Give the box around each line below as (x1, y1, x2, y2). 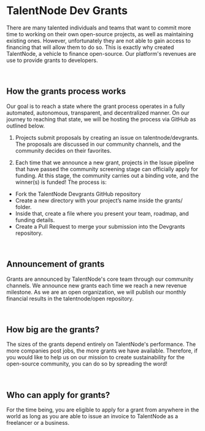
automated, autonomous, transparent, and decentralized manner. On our (6, 109, 190, 116)
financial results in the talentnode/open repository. (6, 295, 134, 302)
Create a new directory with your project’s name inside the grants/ (15, 197, 183, 204)
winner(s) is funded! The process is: (15, 178, 107, 186)
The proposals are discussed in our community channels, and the (15, 140, 181, 148)
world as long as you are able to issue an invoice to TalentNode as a (6, 413, 179, 420)
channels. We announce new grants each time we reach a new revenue (6, 281, 187, 289)
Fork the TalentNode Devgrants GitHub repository (15, 190, 141, 197)
